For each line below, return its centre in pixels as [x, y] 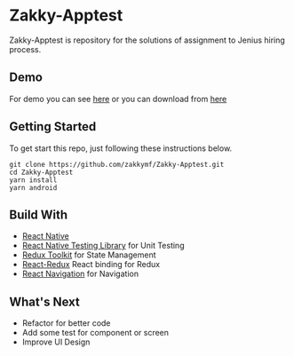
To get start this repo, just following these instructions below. [121, 148]
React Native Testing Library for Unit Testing [103, 246]
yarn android [33, 187]
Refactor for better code [66, 323]
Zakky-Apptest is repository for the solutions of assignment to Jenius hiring [147, 40]
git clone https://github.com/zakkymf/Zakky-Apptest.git [117, 164]
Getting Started [53, 127]
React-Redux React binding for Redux [91, 265]
